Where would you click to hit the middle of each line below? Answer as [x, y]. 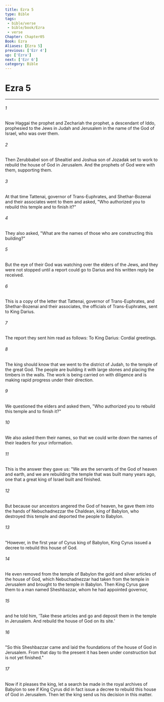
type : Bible [17, 14]
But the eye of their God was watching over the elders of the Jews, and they [82, 265]
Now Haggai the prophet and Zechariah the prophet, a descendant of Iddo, [80, 123]
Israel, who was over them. [32, 134]
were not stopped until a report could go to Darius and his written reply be [80, 270]
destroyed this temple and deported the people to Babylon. [64, 516]
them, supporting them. [29, 170]
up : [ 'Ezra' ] [18, 55]
